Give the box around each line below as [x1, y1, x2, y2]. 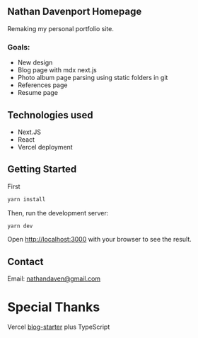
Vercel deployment [17, 142, 73, 151]
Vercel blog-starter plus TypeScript [7, 322, 110, 332]
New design [17, 58, 53, 67]
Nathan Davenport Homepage [7, 6, 142, 18]
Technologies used [7, 109, 93, 121]
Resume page [17, 89, 59, 97]
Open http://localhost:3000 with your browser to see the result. [7, 235, 192, 244]
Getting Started [7, 163, 77, 176]
